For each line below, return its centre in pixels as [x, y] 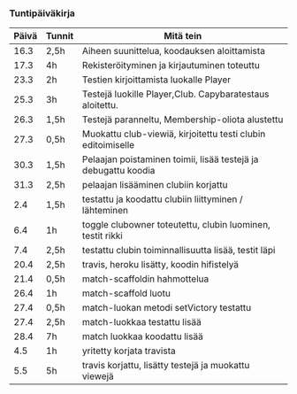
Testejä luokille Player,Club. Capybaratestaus [176, 94]
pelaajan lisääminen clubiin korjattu [155, 185]
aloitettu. [101, 105]
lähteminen [105, 211]
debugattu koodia [119, 171]
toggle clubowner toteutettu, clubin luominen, [177, 225]
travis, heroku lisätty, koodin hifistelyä [161, 265]
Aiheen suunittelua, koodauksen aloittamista [174, 51]
